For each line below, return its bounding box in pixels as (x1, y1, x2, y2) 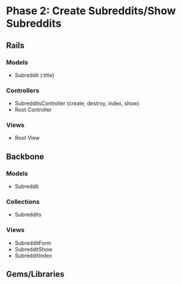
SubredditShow (14, 245, 53, 253)
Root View (14, 135, 40, 142)
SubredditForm (14, 239, 51, 247)
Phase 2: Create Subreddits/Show (6, 4, 176, 18)
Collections (6, 197, 40, 206)
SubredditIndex (14, 252, 53, 259)
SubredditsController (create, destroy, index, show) (14, 100, 140, 107)
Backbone (6, 151, 44, 161)
